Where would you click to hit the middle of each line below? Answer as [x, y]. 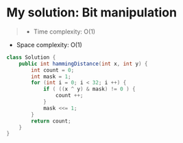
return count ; [51, 121]
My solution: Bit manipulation [92, 13]
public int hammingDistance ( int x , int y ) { [83, 64]
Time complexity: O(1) [64, 31]
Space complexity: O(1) [49, 44]
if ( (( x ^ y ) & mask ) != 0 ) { [89, 89]
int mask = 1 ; [51, 77]
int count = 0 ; [53, 70]
